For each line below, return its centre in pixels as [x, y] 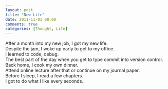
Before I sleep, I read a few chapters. [44, 76]
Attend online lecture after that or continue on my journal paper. [73, 70]
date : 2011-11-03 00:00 [31, 19]
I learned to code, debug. [32, 54]
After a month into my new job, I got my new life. [57, 43]
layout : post [19, 10]
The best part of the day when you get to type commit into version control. [84, 60]
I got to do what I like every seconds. [44, 81]
